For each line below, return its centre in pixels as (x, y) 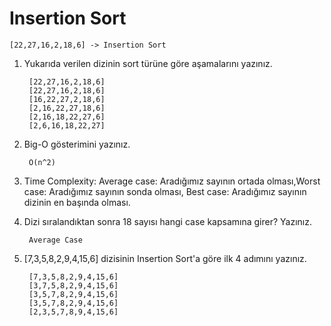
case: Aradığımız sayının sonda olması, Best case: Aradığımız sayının (165, 191)
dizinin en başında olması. (77, 202)
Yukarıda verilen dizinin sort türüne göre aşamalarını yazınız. (148, 63)
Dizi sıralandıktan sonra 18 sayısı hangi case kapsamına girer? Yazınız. (167, 221)
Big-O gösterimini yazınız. (77, 144)
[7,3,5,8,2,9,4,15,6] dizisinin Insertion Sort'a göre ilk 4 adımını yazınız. (165, 258)
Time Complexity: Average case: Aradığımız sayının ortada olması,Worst (172, 181)
